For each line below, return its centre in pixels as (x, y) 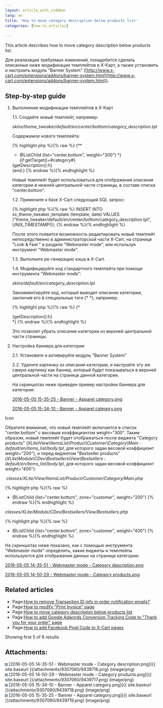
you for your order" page (37, 622)
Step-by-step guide (36, 96)
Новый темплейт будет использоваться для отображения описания (82, 180)
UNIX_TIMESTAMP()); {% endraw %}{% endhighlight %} (69, 225)
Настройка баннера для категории (48, 345)
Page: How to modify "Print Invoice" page (53, 607)
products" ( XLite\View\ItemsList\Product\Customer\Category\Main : (73, 443)
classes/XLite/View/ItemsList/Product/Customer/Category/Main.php (75, 478)
